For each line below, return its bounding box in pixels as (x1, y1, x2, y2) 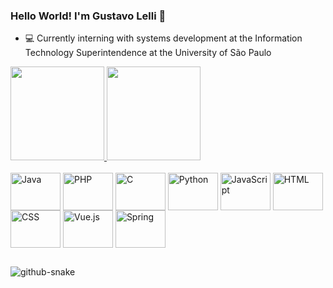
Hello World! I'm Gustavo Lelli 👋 (10, 9, 167, 23)
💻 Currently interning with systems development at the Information (24, 32, 303, 44)
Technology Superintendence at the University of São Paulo (24, 47, 272, 59)
